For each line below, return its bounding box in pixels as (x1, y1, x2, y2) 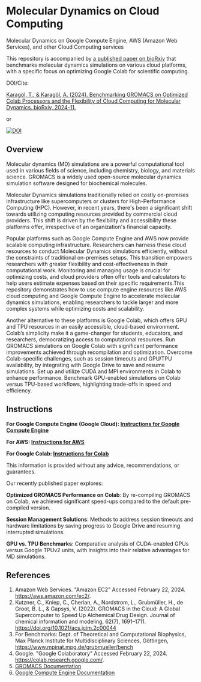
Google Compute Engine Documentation (14, 669, 115, 677)
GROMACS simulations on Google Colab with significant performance (6, 342, 178, 349)
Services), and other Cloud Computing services (6, 43, 124, 50)
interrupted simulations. (6, 528, 65, 535)
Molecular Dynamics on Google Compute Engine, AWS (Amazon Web (6, 37, 178, 44)
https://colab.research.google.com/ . (14, 656, 104, 663)
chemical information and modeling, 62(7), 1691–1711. (14, 618, 146, 626)
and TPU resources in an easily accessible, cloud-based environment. (6, 323, 180, 330)
